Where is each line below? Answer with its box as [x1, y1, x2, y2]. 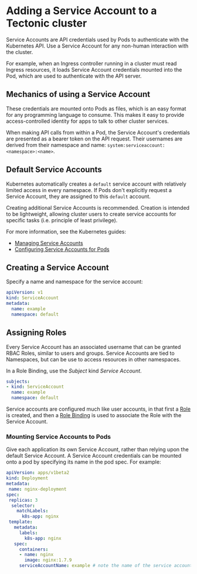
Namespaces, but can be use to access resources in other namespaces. [6, 355, 181, 362]
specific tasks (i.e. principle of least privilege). [6, 216, 118, 224]
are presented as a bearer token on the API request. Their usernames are [6, 135, 183, 142]
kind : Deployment [6, 475, 49, 481]
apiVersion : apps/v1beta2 [6, 470, 69, 476]
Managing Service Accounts [14, 239, 83, 246]
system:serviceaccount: [107, 142, 165, 148]
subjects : [6, 378, 30, 384]
